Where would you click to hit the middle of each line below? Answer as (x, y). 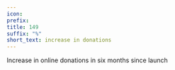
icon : (15, 14)
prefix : (18, 21)
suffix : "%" (24, 34)
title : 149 (23, 27)
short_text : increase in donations (59, 40)
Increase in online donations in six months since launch (87, 60)
